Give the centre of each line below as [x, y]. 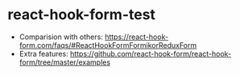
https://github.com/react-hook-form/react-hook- [151, 53]
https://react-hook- [137, 37]
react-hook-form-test [82, 15]
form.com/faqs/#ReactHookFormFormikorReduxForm [108, 45]
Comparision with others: [61, 37]
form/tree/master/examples [64, 62]
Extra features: [44, 53]
